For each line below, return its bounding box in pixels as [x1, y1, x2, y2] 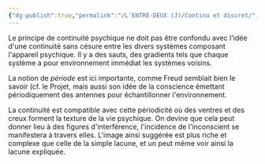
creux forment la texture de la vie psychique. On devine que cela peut [8, 113, 235, 122]
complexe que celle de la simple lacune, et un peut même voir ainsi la [8, 138, 234, 148]
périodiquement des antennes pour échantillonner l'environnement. [8, 89, 227, 99]
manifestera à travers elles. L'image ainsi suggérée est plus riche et [8, 130, 227, 140]
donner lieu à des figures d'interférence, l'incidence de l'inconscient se [8, 122, 240, 131]
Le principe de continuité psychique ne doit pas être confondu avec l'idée [8, 33, 248, 42]
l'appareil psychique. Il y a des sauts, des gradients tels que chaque [8, 49, 229, 59]
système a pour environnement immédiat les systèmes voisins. [8, 58, 212, 67]
